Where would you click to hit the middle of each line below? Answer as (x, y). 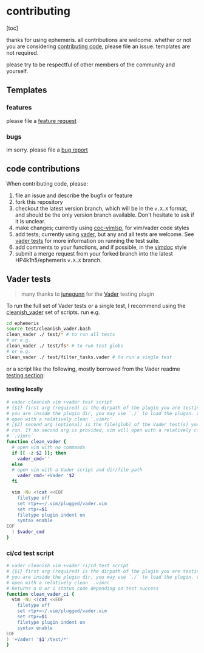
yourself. (17, 71)
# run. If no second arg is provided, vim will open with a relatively (99, 430)
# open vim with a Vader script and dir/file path (77, 470)
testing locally (25, 389)
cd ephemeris (23, 323)
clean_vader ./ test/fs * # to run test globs (65, 346)
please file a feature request (42, 120)
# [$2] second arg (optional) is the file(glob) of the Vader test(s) (97, 425)
